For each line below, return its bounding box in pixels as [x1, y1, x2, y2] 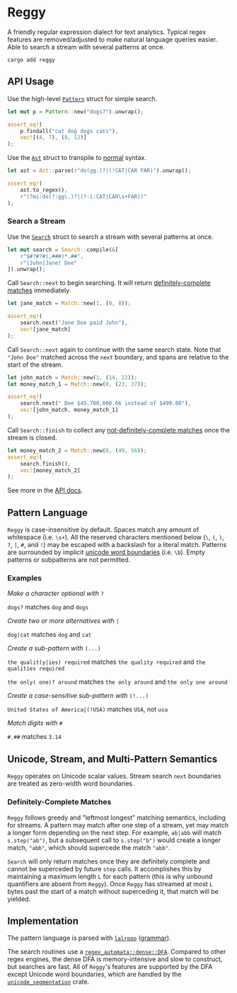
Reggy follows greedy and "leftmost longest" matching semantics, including [7, 813, 226, 822]
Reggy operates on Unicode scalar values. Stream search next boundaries [7, 772, 221, 781]
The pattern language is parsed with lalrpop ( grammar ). [7, 934, 171, 942]
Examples [7, 573, 42, 583]
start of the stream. [7, 360, 64, 369]
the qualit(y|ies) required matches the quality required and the [7, 658, 206, 666]
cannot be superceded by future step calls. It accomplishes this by [7, 864, 202, 873]
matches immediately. [7, 286, 71, 294]
